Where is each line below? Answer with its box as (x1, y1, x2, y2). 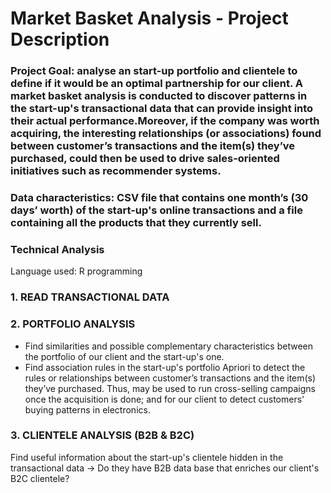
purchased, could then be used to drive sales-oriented (10, 152, 280, 166)
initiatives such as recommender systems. (10, 164, 222, 178)
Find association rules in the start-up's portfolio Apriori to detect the (24, 361, 306, 373)
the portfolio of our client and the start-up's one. (24, 350, 225, 362)
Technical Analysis (10, 242, 105, 256)
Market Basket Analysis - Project (10, 7, 289, 30)
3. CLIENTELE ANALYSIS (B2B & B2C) (10, 428, 195, 442)
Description (10, 28, 110, 51)
